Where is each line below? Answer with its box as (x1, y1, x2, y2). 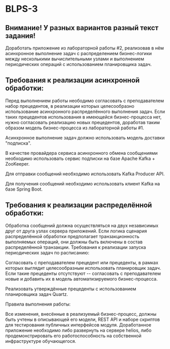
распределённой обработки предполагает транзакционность (5, 233, 139, 239)
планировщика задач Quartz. (5, 291, 68, 297)
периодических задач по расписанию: (5, 249, 90, 255)
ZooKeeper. (5, 160, 30, 167)
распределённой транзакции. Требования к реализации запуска (5, 244, 146, 250)
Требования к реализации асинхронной (5, 76, 140, 85)
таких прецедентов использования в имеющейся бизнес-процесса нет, (5, 113, 162, 120)
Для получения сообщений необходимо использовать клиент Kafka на (5, 180, 160, 187)
